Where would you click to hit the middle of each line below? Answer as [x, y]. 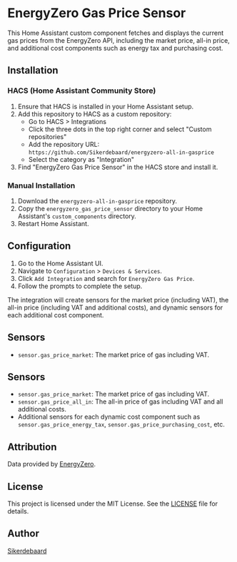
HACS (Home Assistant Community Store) [82, 91]
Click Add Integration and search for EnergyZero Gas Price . [106, 278]
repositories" [47, 136]
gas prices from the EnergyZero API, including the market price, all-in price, [118, 40]
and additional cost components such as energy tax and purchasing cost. [115, 48]
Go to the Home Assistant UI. [60, 263]
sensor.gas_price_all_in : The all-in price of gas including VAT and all [120, 402]
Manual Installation [41, 185]
